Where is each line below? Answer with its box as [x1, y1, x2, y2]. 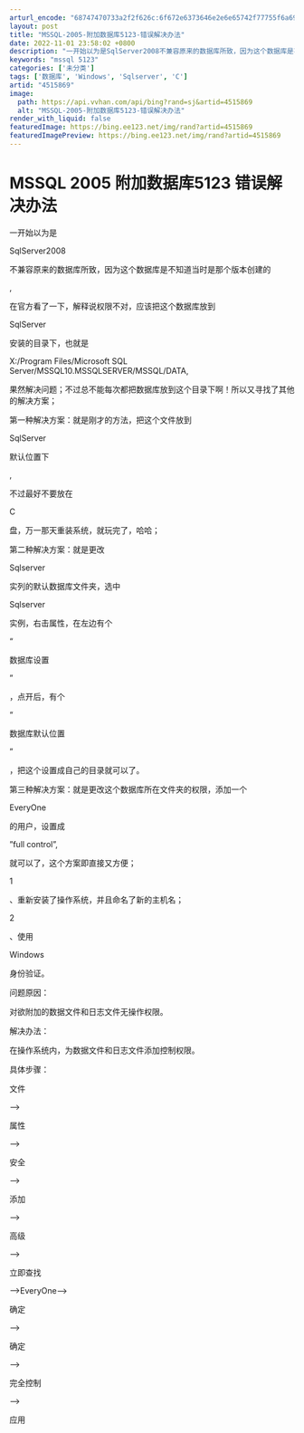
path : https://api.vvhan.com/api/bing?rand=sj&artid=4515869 [17, 97, 253, 107]
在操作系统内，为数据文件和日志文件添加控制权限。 [9, 1045, 200, 1056]
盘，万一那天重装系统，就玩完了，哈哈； [9, 524, 160, 535]
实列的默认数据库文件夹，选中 [9, 580, 120, 591]
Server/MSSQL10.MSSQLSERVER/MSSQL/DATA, [9, 365, 189, 376]
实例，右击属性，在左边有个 [9, 617, 113, 628]
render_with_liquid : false [9, 114, 111, 123]
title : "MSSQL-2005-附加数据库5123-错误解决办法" [9, 30, 185, 39]
